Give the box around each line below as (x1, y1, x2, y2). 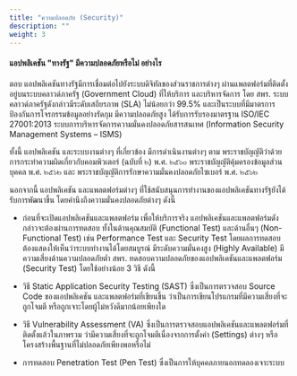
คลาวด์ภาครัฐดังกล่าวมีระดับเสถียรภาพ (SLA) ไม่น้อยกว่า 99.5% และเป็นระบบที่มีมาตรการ (9, 98, 276, 109)
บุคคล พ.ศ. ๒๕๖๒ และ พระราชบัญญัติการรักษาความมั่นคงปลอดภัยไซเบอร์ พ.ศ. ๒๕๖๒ (9, 166, 258, 177)
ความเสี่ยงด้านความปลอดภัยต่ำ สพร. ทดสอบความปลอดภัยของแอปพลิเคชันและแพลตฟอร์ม (21, 252, 283, 263)
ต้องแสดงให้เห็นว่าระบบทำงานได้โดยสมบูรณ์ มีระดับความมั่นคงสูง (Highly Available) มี (21, 242, 284, 253)
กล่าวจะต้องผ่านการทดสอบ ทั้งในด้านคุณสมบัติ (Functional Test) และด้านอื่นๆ (21, 222, 259, 233)
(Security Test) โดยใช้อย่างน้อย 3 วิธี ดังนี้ (21, 262, 156, 274)
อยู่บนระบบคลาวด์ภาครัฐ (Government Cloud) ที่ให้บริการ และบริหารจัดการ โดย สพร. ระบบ (9, 88, 289, 99)
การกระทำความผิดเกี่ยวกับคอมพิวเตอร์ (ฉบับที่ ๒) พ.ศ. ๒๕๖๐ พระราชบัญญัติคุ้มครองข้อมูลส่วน (9, 156, 283, 167)
